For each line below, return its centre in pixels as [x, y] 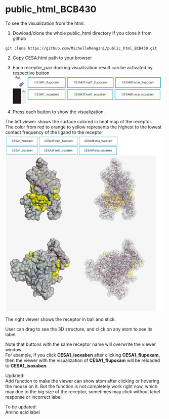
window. [14, 349]
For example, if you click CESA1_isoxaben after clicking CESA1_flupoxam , [83, 355]
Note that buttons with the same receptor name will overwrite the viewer [80, 344]
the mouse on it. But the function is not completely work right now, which [81, 386]
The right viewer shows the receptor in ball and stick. [61, 319]
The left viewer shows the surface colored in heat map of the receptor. [79, 121]
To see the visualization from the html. [45, 23]
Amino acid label [23, 412]
